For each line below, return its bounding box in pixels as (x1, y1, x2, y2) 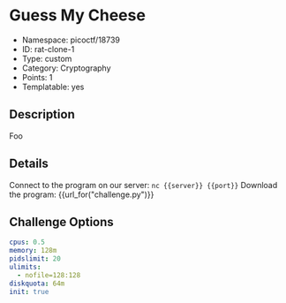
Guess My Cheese (9, 5, 146, 26)
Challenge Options (9, 214, 115, 230)
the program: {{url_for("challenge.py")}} (9, 189, 154, 200)
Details (9, 156, 49, 171)
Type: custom (21, 53, 72, 64)
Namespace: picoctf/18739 (21, 34, 121, 45)
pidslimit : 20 (9, 254, 62, 263)
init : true (9, 287, 49, 296)
